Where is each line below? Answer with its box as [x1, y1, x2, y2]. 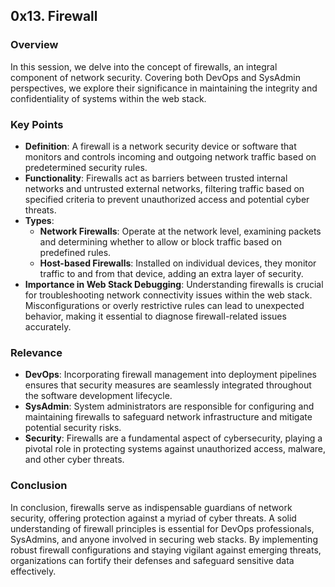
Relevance [10, 345, 63, 359]
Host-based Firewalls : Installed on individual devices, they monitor [39, 257, 317, 269]
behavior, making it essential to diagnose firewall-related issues [24, 310, 287, 322]
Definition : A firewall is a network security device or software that [24, 140, 297, 152]
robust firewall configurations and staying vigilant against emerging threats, [10, 544, 322, 556]
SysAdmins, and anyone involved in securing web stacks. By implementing [10, 533, 318, 545]
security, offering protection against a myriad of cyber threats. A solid [10, 512, 297, 524]
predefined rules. [39, 246, 112, 258]
